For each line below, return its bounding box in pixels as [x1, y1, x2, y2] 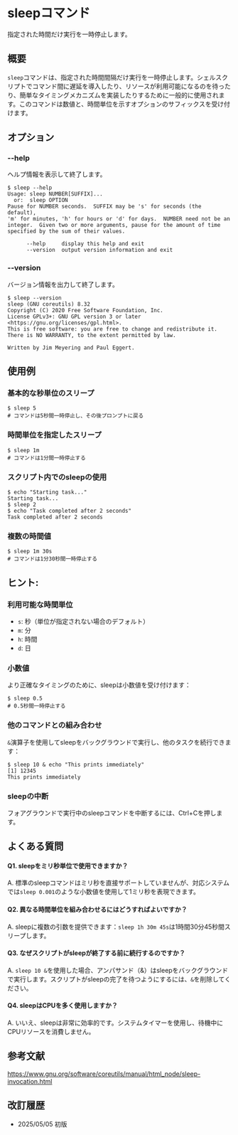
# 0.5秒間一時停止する [7, 703, 66, 710]
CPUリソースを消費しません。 [7, 1028, 95, 1036]
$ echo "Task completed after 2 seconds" [7, 508, 132, 515]
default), [7, 209, 37, 216]
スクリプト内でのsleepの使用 [7, 472, 107, 482]
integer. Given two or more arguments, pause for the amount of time [7, 222, 221, 229]
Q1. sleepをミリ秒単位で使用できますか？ [7, 861, 129, 870]
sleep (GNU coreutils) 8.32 [7, 300, 91, 308]
